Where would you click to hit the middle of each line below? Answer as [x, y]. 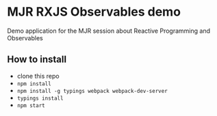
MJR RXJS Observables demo [94, 12]
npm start [31, 105]
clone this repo [38, 76]
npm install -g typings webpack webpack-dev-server [92, 91]
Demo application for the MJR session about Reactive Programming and [109, 31]
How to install [37, 60]
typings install [40, 98]
